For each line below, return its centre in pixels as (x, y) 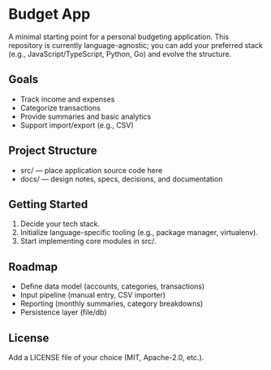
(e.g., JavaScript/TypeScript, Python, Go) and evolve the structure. (120, 54)
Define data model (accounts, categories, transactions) (112, 286)
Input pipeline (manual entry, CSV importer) (93, 295)
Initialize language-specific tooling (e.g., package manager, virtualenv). (139, 233)
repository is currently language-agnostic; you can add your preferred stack (136, 45)
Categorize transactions (60, 107)
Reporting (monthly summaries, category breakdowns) (112, 304)
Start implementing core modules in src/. (88, 242)
